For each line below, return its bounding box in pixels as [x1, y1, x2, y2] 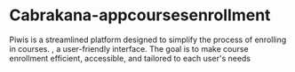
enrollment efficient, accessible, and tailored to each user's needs [9, 53, 251, 63]
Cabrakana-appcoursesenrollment [9, 5, 271, 25]
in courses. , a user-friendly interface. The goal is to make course [9, 43, 249, 54]
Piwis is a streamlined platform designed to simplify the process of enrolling [9, 34, 287, 45]
